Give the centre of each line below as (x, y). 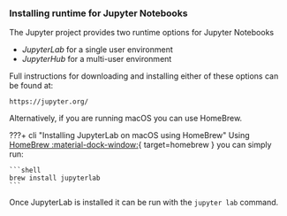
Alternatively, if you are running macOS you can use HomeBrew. (126, 119)
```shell (25, 171)
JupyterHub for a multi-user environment (97, 59)
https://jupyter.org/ (49, 102)
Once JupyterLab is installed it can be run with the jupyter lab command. (144, 203)
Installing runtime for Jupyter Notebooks (98, 13)
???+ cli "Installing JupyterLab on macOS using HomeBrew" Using (129, 135)
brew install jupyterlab (55, 178)
